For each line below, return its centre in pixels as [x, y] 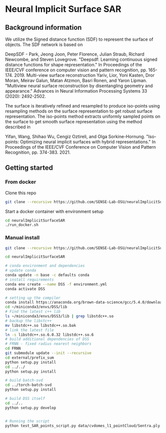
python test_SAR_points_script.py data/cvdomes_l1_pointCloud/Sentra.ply [83, 426]
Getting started [29, 168]
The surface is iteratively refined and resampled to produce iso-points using [83, 106]
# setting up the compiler [33, 298]
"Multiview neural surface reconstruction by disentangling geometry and [79, 86]
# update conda [21, 271]
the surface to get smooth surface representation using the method [74, 122]
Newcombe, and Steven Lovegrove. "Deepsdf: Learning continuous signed [81, 59]
